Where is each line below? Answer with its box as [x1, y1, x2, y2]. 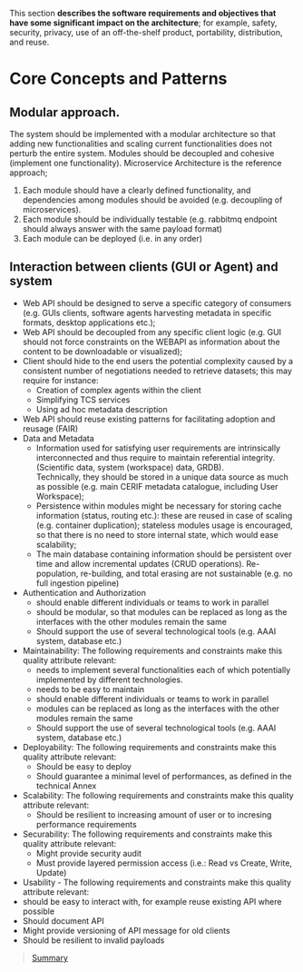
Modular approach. [9, 104, 121, 120]
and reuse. [9, 36, 50, 47]
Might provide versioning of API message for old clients [22, 925, 230, 936]
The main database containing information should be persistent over [35, 549, 292, 560]
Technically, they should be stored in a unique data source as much [35, 471, 288, 482]
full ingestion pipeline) [35, 577, 120, 589]
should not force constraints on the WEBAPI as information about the [22, 336, 280, 347]
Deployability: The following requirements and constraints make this [22, 741, 277, 752]
